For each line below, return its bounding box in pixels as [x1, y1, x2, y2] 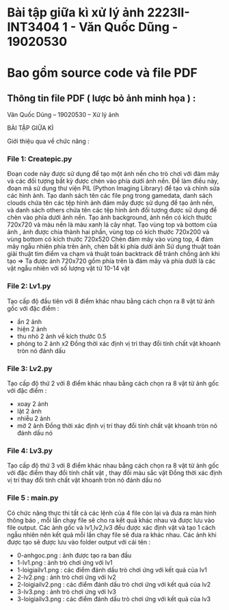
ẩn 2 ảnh [16, 317, 42, 326]
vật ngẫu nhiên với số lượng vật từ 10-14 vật [7, 264, 130, 272]
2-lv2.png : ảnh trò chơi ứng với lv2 [16, 573, 116, 581]
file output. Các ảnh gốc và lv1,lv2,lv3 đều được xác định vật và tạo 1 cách [7, 523, 216, 531]
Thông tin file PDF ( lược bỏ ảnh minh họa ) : [7, 92, 196, 104]
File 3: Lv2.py [7, 364, 53, 373]
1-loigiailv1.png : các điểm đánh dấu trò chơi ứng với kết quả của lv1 [16, 565, 207, 574]
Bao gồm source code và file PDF [7, 65, 198, 81]
